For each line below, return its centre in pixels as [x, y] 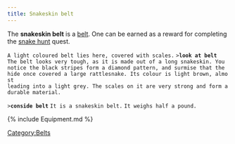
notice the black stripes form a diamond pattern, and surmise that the [116, 67]
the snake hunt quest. [39, 41]
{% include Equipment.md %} [50, 119]
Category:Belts [29, 132]
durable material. [34, 92]
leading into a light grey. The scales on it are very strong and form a [118, 86]
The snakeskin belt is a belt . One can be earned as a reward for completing [117, 34]
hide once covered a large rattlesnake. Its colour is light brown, [110, 74]
